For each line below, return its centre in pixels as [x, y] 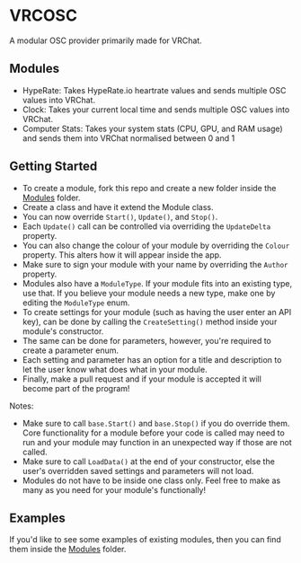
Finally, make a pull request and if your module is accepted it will [142, 379]
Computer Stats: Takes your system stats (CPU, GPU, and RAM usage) [152, 128]
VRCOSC [44, 16]
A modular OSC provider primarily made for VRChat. [106, 40]
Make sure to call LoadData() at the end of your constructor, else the [149, 461]
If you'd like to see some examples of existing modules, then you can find [145, 540]
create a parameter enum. [71, 350]
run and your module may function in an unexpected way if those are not [157, 442]
